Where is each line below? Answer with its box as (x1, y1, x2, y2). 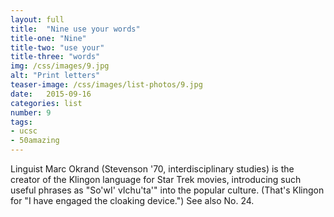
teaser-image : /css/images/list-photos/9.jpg (10, 80, 203, 90)
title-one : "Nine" (10, 33, 87, 43)
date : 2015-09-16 (10, 89, 92, 99)
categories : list (10, 98, 83, 108)
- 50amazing (10, 136, 60, 146)
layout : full (10, 14, 65, 25)
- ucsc (10, 126, 38, 136)
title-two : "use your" (10, 42, 105, 53)
